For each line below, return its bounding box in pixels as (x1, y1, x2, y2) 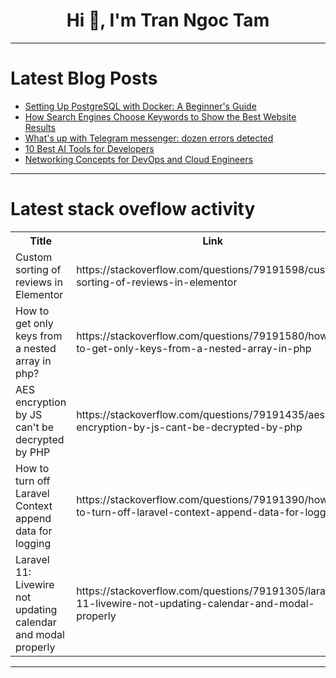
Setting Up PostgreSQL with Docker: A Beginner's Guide (24, 100, 257, 112)
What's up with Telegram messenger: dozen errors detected (24, 132, 274, 144)
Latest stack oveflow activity (10, 198, 256, 221)
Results (24, 121, 56, 133)
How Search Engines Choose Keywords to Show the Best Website (24, 110, 297, 123)
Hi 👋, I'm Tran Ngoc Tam (66, 9, 270, 32)
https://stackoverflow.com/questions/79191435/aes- (76, 407, 332, 421)
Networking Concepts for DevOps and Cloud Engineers (24, 153, 253, 165)
